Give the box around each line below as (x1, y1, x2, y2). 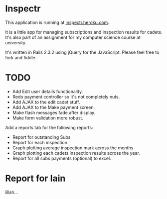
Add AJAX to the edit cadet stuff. (12, 99, 80, 105)
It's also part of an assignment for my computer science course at (5, 34, 141, 40)
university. (5, 39, 26, 45)
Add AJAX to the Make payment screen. (12, 104, 95, 110)
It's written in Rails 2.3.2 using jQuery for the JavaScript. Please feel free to (5, 49, 160, 55)
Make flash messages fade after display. (12, 109, 96, 115)
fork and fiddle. (5, 54, 37, 60)
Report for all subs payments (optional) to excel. (12, 155, 111, 161)
